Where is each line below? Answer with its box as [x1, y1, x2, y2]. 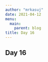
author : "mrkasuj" [5, 7, 43, 12]
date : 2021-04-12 [5, 12, 41, 17]
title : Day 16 [5, 30, 35, 35]
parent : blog [14, 26, 41, 31]
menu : [5, 16, 16, 21]
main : [9, 21, 21, 26]
